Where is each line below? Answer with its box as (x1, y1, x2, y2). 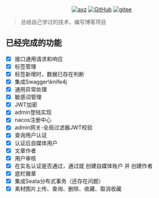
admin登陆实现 (14, 108, 52, 116)
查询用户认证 (14, 132, 47, 139)
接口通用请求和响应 (14, 55, 63, 62)
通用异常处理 (14, 86, 47, 93)
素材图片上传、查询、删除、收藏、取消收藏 (14, 185, 122, 192)
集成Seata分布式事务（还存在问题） (14, 177, 104, 185)
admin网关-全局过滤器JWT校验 (14, 124, 93, 131)
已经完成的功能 (5, 38, 62, 48)
